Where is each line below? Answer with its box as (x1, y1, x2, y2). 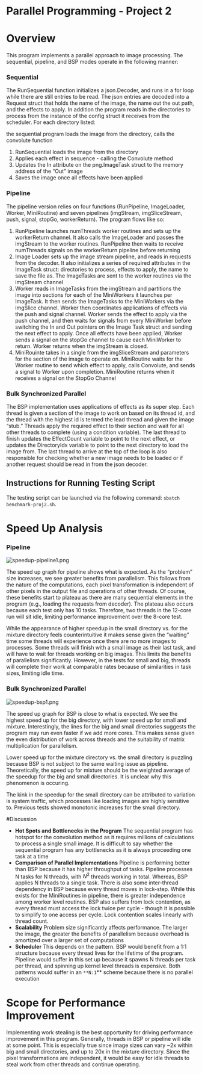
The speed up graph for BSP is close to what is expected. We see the (6, 710, 178, 717)
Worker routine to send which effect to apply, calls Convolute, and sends (14, 361, 195, 368)
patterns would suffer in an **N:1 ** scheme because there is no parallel (14, 969, 194, 976)
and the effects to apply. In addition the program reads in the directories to (6, 106, 191, 113)
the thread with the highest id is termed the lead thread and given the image (6, 416, 194, 423)
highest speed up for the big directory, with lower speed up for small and (6, 716, 187, 724)
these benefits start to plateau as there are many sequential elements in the (6, 594, 194, 601)
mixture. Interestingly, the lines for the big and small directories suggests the (6, 722, 196, 730)
